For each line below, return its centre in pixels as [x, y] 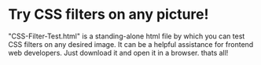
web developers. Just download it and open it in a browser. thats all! [118, 52]
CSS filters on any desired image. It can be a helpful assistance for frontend [131, 44]
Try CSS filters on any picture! [108, 14]
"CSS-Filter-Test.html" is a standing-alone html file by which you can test [127, 36]
